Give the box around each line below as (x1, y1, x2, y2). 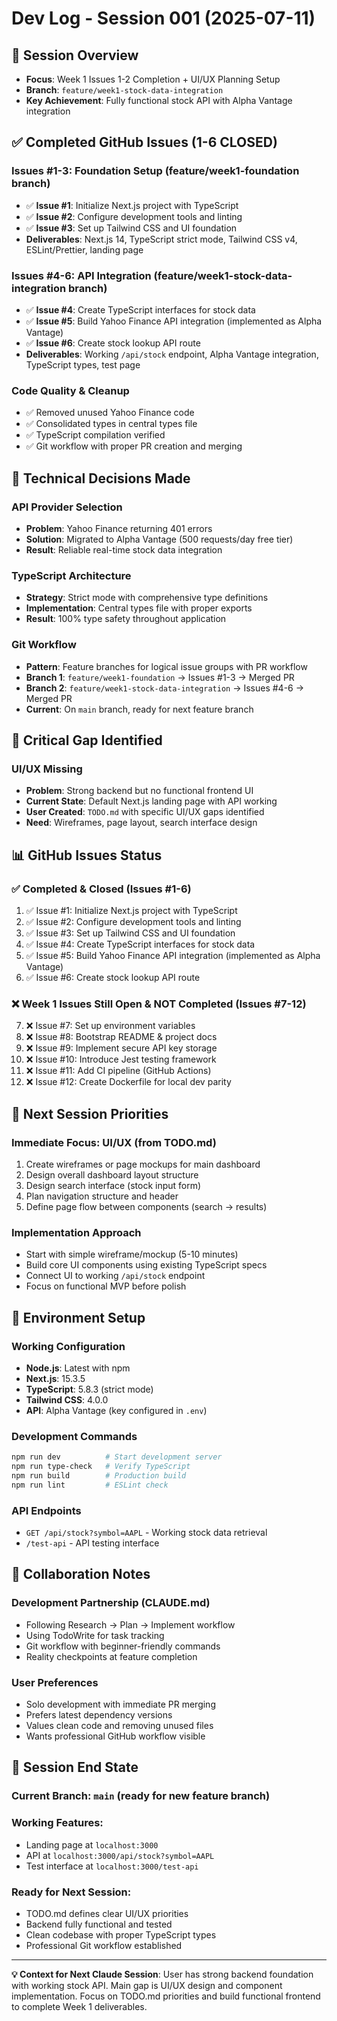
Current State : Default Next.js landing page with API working (25, 795, 278, 807)
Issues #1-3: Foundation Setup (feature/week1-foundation (11, 164, 300, 178)
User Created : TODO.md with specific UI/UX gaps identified (25, 806, 265, 818)
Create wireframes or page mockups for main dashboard (25, 1158, 261, 1170)
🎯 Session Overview (11, 47, 139, 64)
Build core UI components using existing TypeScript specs (25, 1259, 268, 1271)
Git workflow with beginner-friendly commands (25, 1640, 221, 1652)
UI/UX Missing (11, 762, 83, 776)
